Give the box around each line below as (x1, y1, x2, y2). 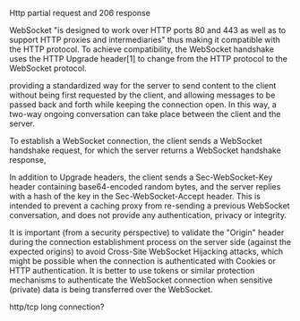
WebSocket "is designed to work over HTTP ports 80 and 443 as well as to (9, 25, 287, 35)
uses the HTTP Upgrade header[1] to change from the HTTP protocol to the (9, 54, 288, 63)
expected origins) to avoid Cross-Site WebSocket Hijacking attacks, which (9, 246, 284, 257)
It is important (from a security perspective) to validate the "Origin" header (9, 227, 285, 238)
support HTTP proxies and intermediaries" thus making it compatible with (9, 35, 280, 45)
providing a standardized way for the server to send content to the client (9, 80, 277, 90)
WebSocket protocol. (9, 63, 87, 73)
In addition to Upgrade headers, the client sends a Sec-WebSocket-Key (9, 172, 273, 182)
